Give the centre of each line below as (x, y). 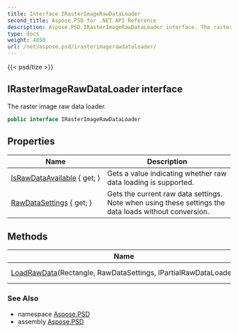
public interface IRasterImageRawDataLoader (74, 119)
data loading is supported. (151, 182)
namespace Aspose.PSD (54, 314)
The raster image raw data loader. (57, 106)
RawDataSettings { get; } (51, 203)
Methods (28, 236)
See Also (23, 298)
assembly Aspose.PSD (51, 321)
